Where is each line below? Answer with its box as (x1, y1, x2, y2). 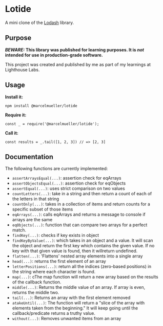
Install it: (5, 94, 23, 100)
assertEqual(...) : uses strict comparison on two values (12, 186, 125, 191)
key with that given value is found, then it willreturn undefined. (12, 248, 138, 254)
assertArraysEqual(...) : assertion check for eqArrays (12, 175, 122, 181)
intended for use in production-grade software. (5, 52, 103, 58)
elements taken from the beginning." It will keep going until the (12, 305, 138, 311)
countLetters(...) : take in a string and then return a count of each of (12, 191, 152, 197)
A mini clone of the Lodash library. (5, 20, 74, 25)
